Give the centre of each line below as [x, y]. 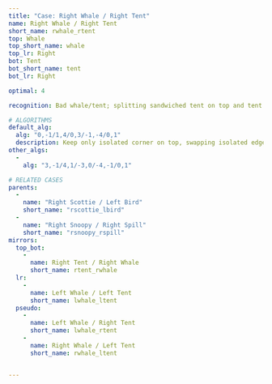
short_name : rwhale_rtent [52, 31]
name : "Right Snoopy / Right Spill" [85, 225]
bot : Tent [25, 62]
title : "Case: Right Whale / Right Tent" [79, 16]
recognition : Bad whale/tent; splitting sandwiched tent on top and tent [136, 105]
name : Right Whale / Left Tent [83, 345]
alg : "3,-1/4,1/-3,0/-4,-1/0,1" [77, 165]
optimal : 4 [27, 91]
